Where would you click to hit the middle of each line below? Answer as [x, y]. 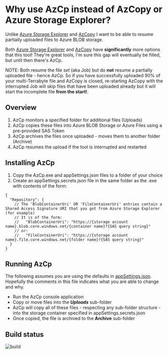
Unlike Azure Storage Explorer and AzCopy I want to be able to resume [79, 34]
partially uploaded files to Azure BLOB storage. [54, 40]
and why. [15, 287]
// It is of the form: [38, 217]
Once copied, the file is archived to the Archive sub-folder [74, 318]
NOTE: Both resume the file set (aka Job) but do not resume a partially [79, 70]
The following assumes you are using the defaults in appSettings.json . [79, 276]
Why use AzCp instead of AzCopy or [84, 9]
